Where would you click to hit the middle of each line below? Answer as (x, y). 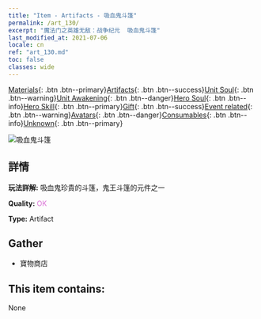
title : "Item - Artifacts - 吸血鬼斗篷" (72, 15)
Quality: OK (28, 203)
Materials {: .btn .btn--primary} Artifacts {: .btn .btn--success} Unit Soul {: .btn (131, 89)
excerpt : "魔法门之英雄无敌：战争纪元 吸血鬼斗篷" (84, 30)
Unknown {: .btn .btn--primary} (73, 123)
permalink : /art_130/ (44, 23)
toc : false (26, 60)
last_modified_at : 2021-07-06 (58, 38)
